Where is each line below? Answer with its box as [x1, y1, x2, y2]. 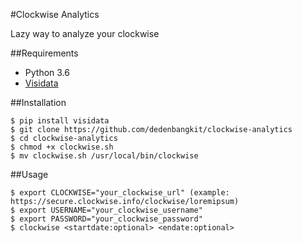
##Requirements [10, 47, 79, 59]
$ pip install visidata [10, 116, 110, 126]
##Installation [10, 97, 67, 108]
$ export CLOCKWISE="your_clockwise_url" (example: [10, 188, 230, 198]
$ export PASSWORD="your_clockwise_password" [10, 214, 203, 224]
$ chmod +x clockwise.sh [10, 142, 114, 152]
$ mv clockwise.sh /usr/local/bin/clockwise [10, 151, 199, 161]
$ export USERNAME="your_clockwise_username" [10, 205, 203, 215]
